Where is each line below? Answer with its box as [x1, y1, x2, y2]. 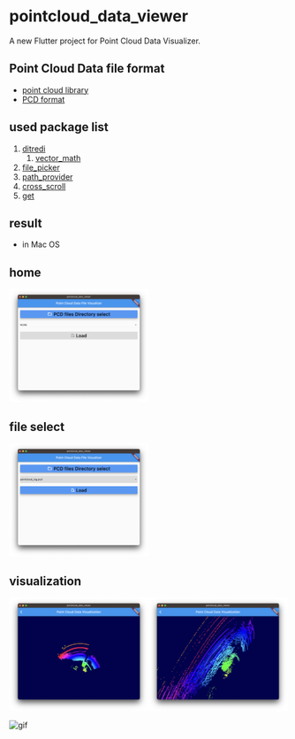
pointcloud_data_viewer [9, 6, 188, 27]
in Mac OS [21, 239, 60, 250]
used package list [9, 119, 109, 135]
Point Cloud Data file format [9, 61, 165, 76]
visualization [9, 573, 82, 589]
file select [9, 419, 64, 435]
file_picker [21, 162, 60, 173]
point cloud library [21, 84, 89, 95]
